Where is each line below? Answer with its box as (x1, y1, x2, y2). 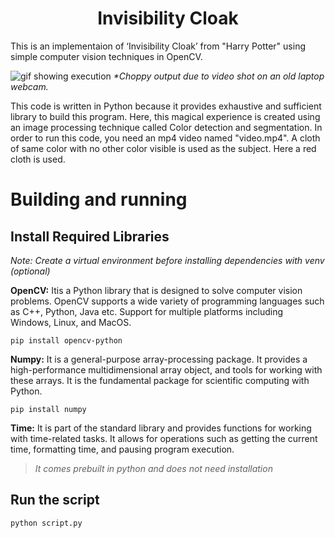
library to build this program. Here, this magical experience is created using (10, 110, 321, 122)
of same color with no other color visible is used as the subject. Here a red (10, 142, 317, 154)
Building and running (10, 188, 188, 211)
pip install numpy (10, 404, 87, 414)
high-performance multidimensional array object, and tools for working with (10, 363, 323, 376)
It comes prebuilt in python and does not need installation (34, 462, 273, 474)
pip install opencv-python (10, 335, 123, 346)
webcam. (10, 80, 49, 92)
